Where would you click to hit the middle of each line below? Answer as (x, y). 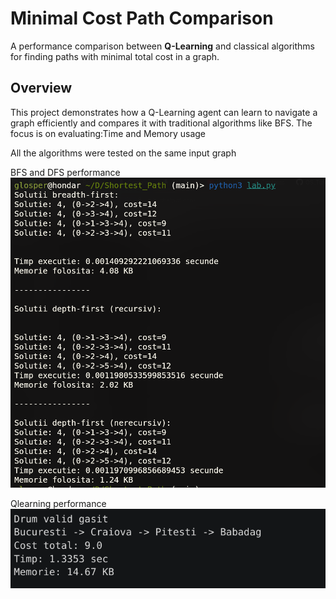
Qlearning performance (58, 503)
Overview (41, 88)
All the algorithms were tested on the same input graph (123, 153)
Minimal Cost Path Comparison (142, 18)
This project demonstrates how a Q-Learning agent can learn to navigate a (164, 112)
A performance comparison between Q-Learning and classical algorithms (162, 46)
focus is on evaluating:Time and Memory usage (108, 133)
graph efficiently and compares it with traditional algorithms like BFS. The (161, 123)
